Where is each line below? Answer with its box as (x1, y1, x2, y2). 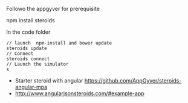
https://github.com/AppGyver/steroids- (84, 77, 182, 84)
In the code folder (6, 28, 51, 36)
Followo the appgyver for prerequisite (6, 5, 100, 12)
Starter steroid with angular (15, 77, 83, 84)
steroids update (6, 45, 47, 51)
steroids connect (6, 56, 50, 62)
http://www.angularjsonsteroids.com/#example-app (15, 90, 145, 97)
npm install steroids (6, 17, 56, 23)
